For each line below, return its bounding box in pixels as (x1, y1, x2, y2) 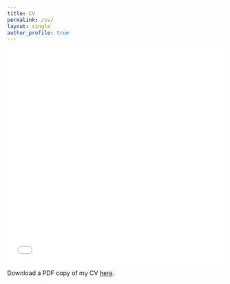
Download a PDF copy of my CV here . (7, 269, 115, 277)
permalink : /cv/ (7, 17, 54, 23)
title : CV (7, 10, 36, 17)
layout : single (7, 23, 51, 30)
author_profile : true (7, 29, 70, 36)
